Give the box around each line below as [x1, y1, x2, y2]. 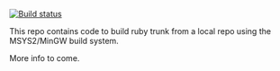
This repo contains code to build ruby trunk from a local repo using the [9, 26, 272, 36]
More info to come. [9, 53, 80, 63]
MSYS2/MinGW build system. [9, 36, 119, 46]
